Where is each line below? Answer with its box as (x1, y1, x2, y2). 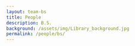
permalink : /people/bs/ (6, 31, 66, 37)
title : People (6, 14, 42, 20)
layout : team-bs (6, 8, 47, 15)
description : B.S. (6, 20, 52, 26)
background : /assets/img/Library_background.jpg (6, 25, 130, 32)
